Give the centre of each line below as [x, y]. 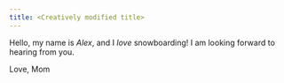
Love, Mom [30, 69]
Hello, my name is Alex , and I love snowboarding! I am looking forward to [142, 42]
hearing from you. [42, 52]
